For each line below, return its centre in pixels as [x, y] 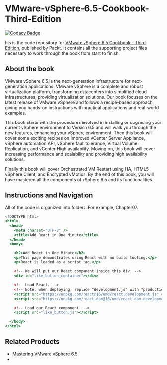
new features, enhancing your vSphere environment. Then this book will [79, 133]
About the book [30, 69]
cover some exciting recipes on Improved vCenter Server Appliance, [75, 138]
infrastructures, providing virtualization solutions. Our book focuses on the [81, 97]
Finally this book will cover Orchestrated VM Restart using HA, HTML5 [77, 169]
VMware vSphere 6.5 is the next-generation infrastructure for [68, 81]
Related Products [32, 342]
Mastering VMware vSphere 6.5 [45, 354]
